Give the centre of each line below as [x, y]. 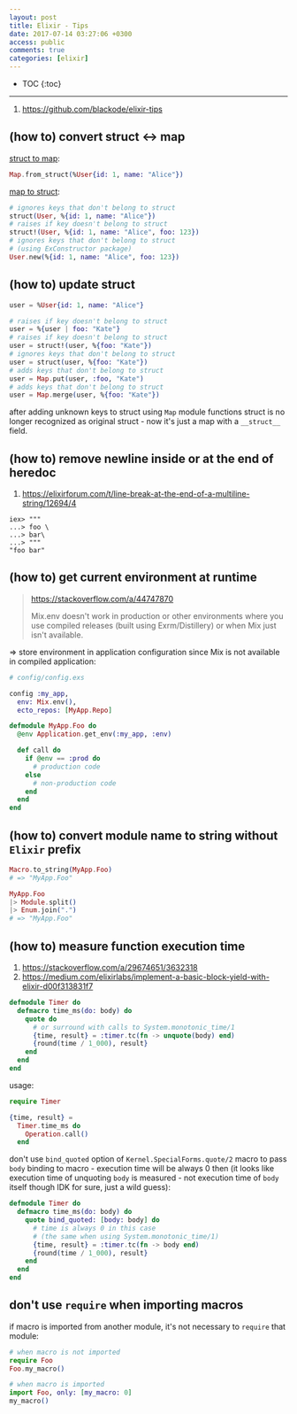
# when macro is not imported [65, 1352]
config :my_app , [39, 693]
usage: [22, 1085]
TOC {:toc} [42, 84]
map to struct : [34, 191]
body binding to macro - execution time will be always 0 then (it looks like [142, 1169]
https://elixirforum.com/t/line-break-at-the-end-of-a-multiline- [136, 494]
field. [19, 431]
